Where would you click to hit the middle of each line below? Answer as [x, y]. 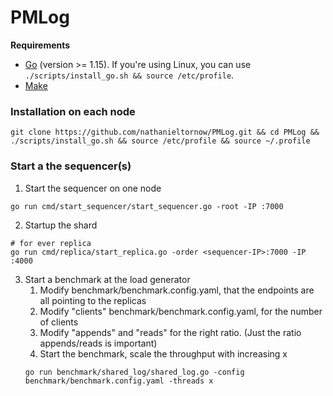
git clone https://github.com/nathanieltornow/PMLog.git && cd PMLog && [165, 132]
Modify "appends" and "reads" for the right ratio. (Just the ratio [170, 332]
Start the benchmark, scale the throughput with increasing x [163, 353]
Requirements [40, 45]
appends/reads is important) [98, 343]
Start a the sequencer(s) [71, 166]
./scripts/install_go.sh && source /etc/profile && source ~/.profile [160, 141]
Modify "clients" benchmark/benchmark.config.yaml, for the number [181, 311]
